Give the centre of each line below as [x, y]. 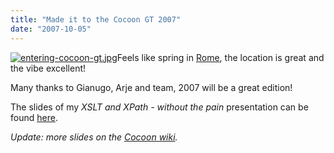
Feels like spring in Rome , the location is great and [220, 57]
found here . [34, 117]
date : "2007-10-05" [51, 29]
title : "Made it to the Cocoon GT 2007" [96, 19]
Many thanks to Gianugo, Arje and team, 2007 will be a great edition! [151, 87]
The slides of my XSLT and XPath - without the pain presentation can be [159, 107]
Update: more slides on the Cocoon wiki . [94, 137]
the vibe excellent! [48, 68]
